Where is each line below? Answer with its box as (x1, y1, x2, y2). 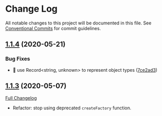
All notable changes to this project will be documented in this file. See (5, 20, 152, 26)
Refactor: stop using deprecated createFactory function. (12, 105, 131, 111)
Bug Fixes (5, 55, 31, 63)
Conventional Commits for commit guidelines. (5, 25, 101, 31)
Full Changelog (5, 95, 37, 101)
